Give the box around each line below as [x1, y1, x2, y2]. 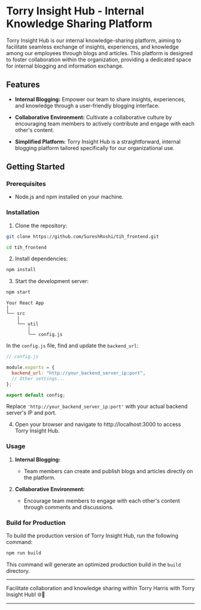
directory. [6, 567, 30, 574]
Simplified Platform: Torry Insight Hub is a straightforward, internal [14, 138, 181, 145]
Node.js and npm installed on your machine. [14, 193, 124, 200]
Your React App [6, 300, 44, 306]
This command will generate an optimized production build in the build [6, 561, 181, 568]
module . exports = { [6, 365, 55, 371]
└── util [17, 321, 39, 327]
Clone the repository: [14, 222, 68, 229]
